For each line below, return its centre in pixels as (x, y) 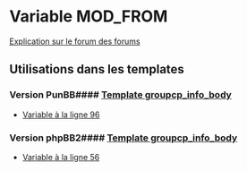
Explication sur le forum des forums (75, 41)
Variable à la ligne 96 (61, 115)
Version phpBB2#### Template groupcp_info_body (123, 138)
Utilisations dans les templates (97, 69)
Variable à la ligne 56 (61, 157)
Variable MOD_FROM (89, 17)
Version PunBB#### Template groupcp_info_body (121, 95)
